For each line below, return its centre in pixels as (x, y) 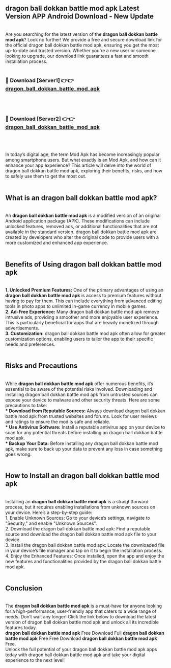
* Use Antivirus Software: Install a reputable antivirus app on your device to (85, 427)
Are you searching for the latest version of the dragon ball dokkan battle (82, 34)
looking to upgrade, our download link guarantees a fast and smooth (77, 56)
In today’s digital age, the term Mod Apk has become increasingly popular (82, 154)
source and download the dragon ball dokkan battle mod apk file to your (81, 534)
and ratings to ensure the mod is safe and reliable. (58, 421)
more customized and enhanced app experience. (57, 243)
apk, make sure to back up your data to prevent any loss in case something (84, 449)
